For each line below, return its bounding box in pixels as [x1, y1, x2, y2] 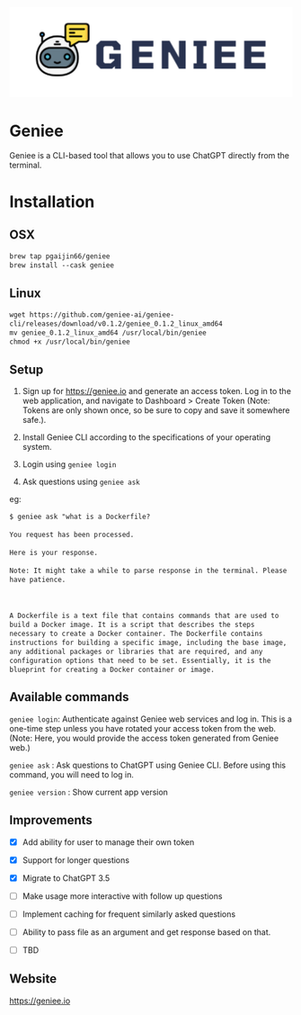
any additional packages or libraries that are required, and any [9, 647, 263, 657]
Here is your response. [9, 548, 99, 558]
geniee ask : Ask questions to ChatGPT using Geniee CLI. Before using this [9, 759, 286, 770]
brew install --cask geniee [9, 261, 115, 270]
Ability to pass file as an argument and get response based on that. [22, 926, 271, 938]
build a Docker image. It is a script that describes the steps [9, 620, 255, 630]
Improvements [9, 813, 93, 828]
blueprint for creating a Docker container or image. [9, 665, 216, 675]
